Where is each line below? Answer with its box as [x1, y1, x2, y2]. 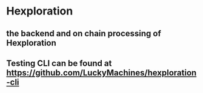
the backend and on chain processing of [6, 28, 162, 39]
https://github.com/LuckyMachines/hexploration [6, 68, 197, 78]
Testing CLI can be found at [6, 58, 112, 68]
